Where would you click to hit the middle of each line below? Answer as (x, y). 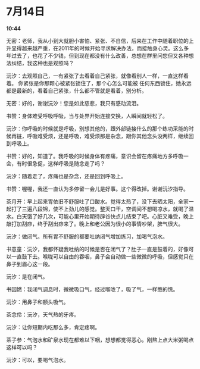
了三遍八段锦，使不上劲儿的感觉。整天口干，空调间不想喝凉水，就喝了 (102, 209)
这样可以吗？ (22, 347)
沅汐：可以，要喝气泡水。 (37, 359)
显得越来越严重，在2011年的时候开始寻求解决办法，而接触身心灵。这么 (97, 48)
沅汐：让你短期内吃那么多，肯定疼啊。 (53, 327)
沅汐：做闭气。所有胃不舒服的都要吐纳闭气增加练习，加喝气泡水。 (87, 236)
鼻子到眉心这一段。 (30, 264)
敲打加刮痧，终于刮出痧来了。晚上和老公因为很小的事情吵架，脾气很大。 (95, 224)
